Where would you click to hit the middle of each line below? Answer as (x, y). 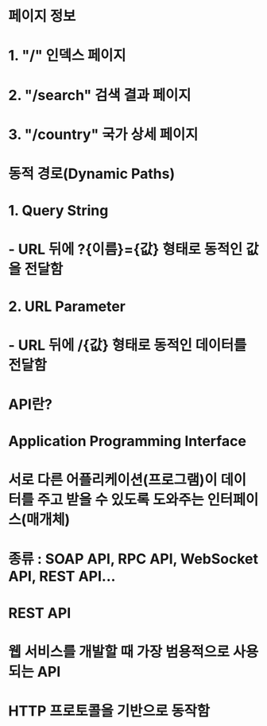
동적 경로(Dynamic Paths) (92, 174)
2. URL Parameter (67, 306)
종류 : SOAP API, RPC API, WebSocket (133, 559)
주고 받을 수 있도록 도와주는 (120, 500)
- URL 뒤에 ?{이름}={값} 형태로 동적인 (126, 249)
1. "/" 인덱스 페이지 (67, 56)
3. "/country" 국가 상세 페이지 (103, 134)
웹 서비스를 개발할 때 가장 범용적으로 (119, 652)
